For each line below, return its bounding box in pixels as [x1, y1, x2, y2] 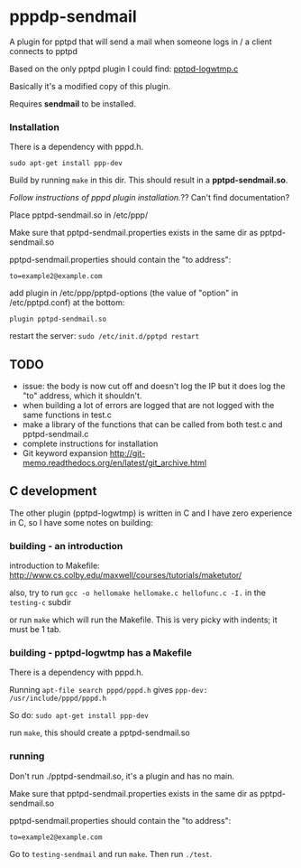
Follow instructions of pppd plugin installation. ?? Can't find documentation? [9, 192, 290, 203]
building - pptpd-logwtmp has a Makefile [9, 647, 192, 659]
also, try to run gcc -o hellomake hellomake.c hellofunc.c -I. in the [9, 587, 266, 598]
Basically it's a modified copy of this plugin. [9, 80, 171, 91]
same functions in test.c [22, 409, 113, 421]
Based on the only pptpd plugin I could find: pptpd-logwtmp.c [9, 63, 239, 74]
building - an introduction [9, 539, 123, 552]
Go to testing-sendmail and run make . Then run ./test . [9, 848, 213, 859]
